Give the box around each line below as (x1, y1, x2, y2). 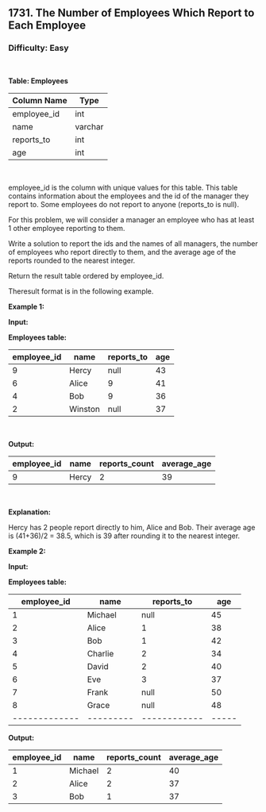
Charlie (87, 648, 114, 659)
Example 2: (8, 546, 46, 556)
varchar (75, 121, 104, 132)
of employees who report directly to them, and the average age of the (8, 247, 237, 256)
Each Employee (8, 19, 86, 33)
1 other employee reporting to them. (8, 223, 125, 233)
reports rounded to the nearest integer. (8, 256, 136, 265)
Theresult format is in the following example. (8, 286, 154, 296)
